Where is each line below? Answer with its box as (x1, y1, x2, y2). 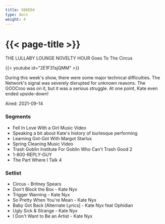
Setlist (5, 170, 22, 177)
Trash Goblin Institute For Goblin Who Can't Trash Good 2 (12, 146, 133, 152)
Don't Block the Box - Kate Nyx (12, 186, 77, 192)
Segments (5, 113, 31, 120)
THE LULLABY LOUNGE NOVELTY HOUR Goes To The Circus (5, 55, 133, 61)
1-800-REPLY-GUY (12, 151, 52, 157)
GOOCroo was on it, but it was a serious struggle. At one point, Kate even (5, 85, 158, 91)
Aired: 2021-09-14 (5, 100, 43, 106)
